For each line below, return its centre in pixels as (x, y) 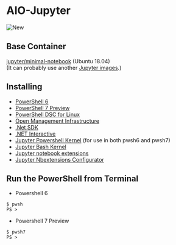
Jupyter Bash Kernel (41, 147)
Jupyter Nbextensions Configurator (60, 159)
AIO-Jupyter (39, 11)
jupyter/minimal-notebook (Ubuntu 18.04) (58, 61)
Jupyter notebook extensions (52, 153)
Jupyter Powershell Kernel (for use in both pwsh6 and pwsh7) (93, 140)
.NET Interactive (35, 134)
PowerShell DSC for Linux (48, 114)
